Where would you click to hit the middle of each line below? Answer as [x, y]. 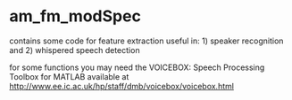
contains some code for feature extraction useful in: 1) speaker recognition [146, 41]
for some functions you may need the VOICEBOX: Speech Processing [137, 67]
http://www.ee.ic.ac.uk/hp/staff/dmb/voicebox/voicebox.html [122, 86]
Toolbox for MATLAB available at [69, 76]
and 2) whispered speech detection [75, 50]
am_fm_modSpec [75, 16]
